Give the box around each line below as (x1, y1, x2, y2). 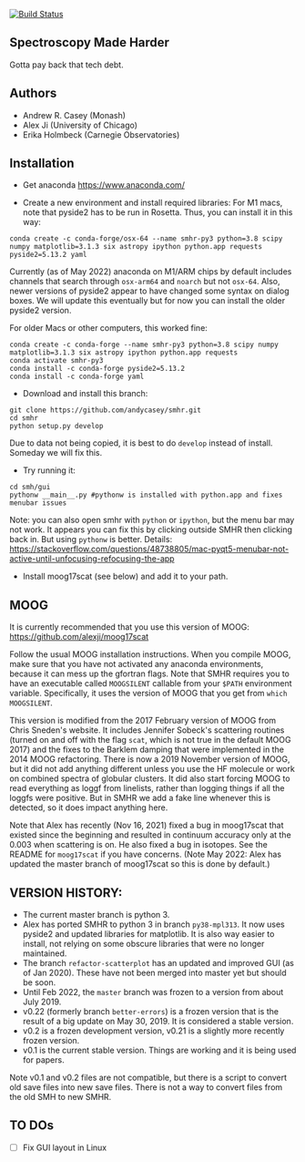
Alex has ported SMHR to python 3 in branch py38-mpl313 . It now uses (22, 919, 285, 930)
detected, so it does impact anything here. (9, 802, 168, 813)
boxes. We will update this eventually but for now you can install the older (9, 295, 285, 306)
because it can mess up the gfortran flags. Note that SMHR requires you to (9, 668, 290, 679)
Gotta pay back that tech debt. (9, 59, 125, 70)
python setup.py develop (9, 422, 104, 431)
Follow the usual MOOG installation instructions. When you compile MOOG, (9, 649, 291, 660)
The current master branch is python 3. (22, 910, 170, 920)
